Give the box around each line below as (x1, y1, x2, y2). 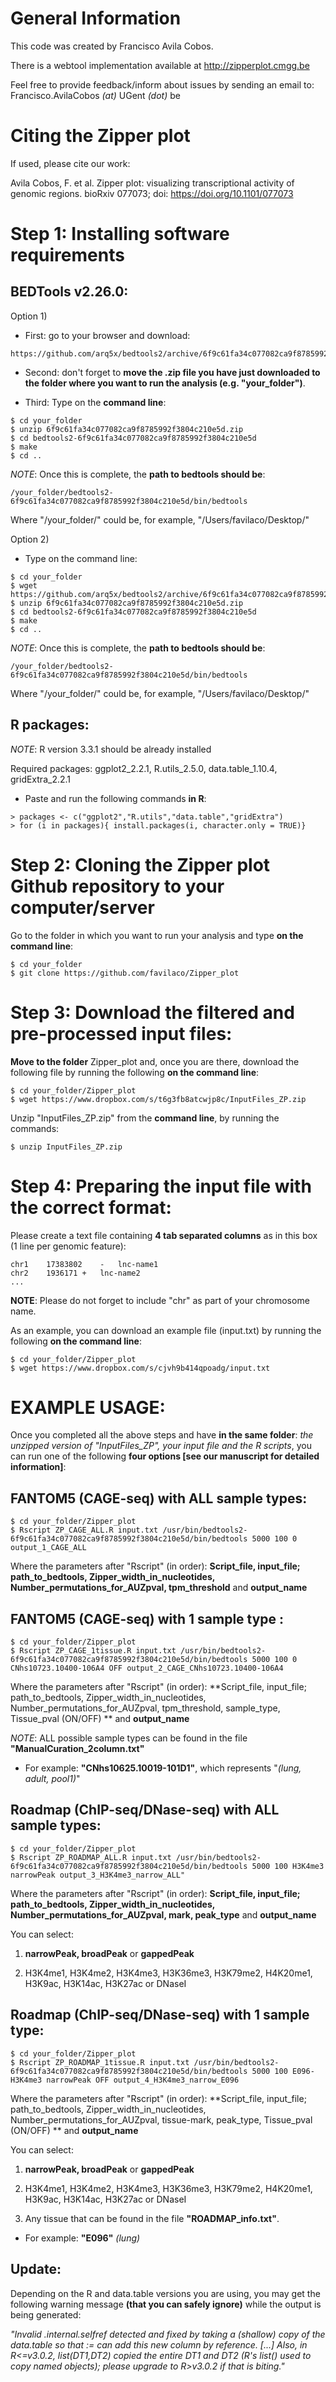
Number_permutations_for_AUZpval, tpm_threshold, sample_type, (10, 1702, 281, 1714)
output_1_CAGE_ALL (10, 1543, 87, 1553)
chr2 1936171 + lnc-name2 (10, 1268, 141, 1278)
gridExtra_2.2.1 (10, 773, 72, 785)
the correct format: (10, 1196, 172, 1219)
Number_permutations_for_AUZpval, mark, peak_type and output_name (10, 1908, 317, 1921)
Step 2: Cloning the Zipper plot (10, 853, 271, 876)
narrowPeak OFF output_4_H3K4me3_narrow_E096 (46, 2075, 240, 2085)
